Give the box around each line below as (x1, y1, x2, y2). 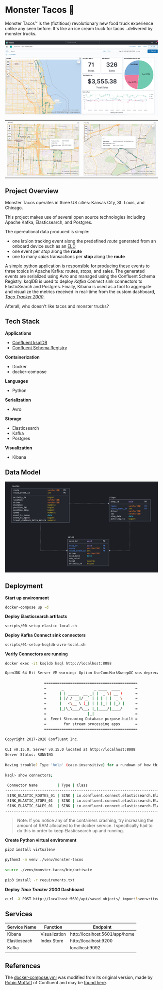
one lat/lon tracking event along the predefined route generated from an (12, 238, 156, 244)
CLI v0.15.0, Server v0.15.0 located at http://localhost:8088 (5, 747, 136, 752)
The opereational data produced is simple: (5, 228, 90, 234)
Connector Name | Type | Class (7, 783, 88, 788)
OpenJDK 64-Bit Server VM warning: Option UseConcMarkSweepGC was (5, 670, 142, 676)
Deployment (5, 582, 43, 590)
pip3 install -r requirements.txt (5, 877, 75, 882)
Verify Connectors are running (5, 651, 68, 657)
